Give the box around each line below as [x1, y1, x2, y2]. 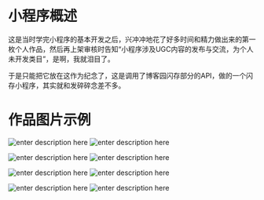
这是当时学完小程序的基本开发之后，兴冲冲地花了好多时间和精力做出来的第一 [8, 35, 256, 44]
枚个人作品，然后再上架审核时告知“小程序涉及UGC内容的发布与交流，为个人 [8, 44, 254, 53]
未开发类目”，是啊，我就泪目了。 [8, 54, 115, 64]
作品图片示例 [8, 111, 92, 129]
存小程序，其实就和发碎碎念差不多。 [8, 80, 126, 90]
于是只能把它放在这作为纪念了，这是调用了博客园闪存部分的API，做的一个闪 [8, 71, 254, 80]
